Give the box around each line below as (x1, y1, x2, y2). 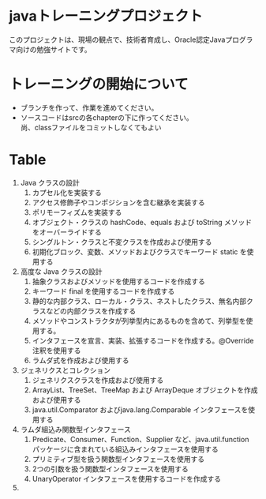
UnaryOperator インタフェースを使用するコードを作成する (32, 474, 222, 483)
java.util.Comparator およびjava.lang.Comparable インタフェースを (32, 404, 249, 415)
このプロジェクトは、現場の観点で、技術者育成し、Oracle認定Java (9, 35, 226, 44)
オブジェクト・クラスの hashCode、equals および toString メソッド (32, 217, 252, 227)
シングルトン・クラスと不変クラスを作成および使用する (32, 237, 212, 246)
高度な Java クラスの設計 (20, 266, 103, 276)
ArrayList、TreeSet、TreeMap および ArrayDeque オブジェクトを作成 (32, 385, 259, 395)
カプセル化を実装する (32, 187, 102, 197)
